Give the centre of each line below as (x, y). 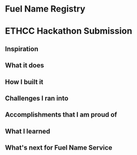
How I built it (24, 82)
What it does (25, 66)
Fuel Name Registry (45, 9)
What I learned (28, 131)
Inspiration (22, 49)
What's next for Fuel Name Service (59, 148)
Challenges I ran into (37, 98)
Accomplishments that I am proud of (61, 115)
